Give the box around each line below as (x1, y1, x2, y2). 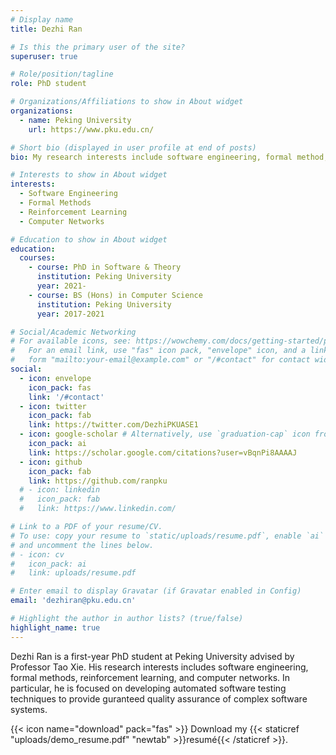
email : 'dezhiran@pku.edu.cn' (10, 596, 137, 606)
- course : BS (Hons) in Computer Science (28, 290, 203, 300)
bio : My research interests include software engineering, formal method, (10, 152, 329, 162)
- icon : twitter (19, 401, 87, 411)
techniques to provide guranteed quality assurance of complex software (10, 692, 308, 705)
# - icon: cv (10, 549, 65, 560)
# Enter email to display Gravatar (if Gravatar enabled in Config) (10, 586, 302, 596)
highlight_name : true (10, 622, 101, 633)
